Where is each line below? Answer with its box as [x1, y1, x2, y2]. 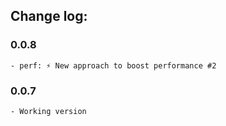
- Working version [10, 106, 87, 116]
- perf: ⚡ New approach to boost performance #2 [10, 60, 217, 71]
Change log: [10, 8, 88, 25]
